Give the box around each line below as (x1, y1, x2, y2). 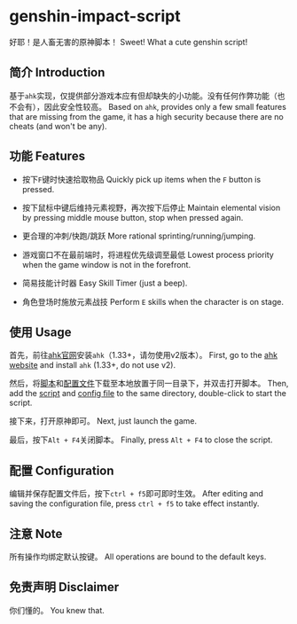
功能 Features (9, 149, 86, 164)
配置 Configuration (9, 463, 114, 478)
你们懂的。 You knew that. (9, 604, 105, 615)
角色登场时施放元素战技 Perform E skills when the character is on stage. (21, 296, 284, 307)
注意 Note (9, 526, 63, 542)
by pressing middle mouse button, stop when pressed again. (21, 212, 244, 222)
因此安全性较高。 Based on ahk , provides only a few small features (43, 101, 286, 112)
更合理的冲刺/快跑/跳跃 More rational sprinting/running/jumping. (21, 230, 256, 241)
